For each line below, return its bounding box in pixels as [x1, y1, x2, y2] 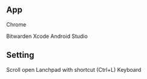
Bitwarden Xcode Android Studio [6, 33, 88, 40]
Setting [6, 50, 34, 60]
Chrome [6, 21, 27, 28]
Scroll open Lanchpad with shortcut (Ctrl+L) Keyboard [6, 66, 142, 73]
